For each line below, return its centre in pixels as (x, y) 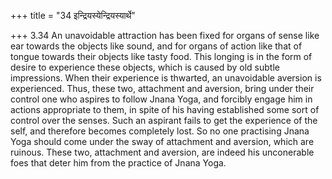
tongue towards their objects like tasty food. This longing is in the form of (161, 56)
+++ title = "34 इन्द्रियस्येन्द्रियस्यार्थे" (73, 15)
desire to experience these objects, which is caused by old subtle (145, 67)
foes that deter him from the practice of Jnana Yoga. (118, 163)
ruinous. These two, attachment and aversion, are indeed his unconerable (162, 152)
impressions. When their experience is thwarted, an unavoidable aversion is (166, 78)
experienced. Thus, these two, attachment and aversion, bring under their (162, 88)
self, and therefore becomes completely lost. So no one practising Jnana (160, 131)
